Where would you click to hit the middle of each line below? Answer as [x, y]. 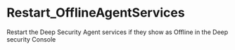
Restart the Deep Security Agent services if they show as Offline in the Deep [118, 32]
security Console [31, 39]
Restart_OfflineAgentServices [96, 13]
